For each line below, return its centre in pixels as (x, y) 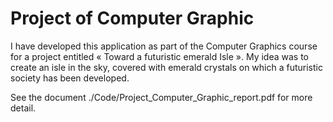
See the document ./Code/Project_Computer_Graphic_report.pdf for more (161, 97)
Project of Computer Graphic (132, 18)
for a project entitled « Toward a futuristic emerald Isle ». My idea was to (159, 56)
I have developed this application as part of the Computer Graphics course (164, 46)
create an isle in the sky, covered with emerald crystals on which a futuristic (166, 67)
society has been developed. (70, 78)
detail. (23, 108)
